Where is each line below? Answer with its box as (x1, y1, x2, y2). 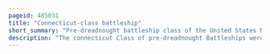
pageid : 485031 (8, 11, 59, 20)
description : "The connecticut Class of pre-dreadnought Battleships (8, 33, 247, 42)
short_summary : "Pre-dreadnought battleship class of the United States (8, 26, 257, 34)
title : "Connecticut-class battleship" (8, 19, 142, 27)
